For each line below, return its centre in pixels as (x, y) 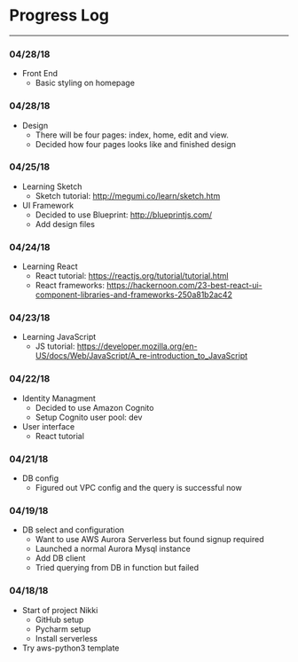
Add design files (65, 224)
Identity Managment (59, 398)
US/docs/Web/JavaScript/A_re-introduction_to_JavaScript (141, 356)
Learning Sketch (52, 186)
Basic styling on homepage (85, 83)
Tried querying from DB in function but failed (117, 568)
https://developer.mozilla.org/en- (137, 346)
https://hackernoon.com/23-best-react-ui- (184, 286)
